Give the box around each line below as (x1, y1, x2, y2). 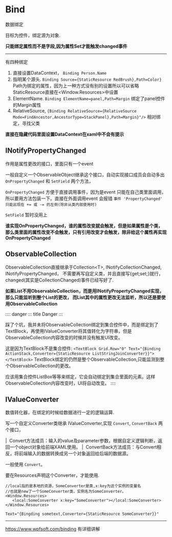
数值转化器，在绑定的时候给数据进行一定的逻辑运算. (5, 410, 115, 416)
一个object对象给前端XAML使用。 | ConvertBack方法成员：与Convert (9, 444, 157, 450)
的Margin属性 (12, 102, 41, 108)
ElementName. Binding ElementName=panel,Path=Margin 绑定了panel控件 (12, 95, 165, 101)
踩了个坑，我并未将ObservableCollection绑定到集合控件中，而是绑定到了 (5, 321, 159, 327)
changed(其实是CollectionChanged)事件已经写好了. (5, 276, 114, 283)
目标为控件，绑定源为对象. (5, 32, 61, 38)
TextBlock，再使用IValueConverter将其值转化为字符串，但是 (5, 328, 132, 334)
